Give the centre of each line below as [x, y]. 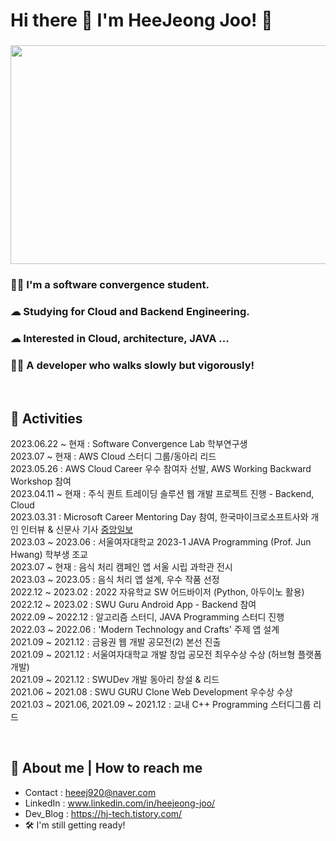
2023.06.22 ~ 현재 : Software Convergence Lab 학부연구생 [129, 443]
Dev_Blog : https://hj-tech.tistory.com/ [103, 813]
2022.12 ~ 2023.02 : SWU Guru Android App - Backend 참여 [133, 604]
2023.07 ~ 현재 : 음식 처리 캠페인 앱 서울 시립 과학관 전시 [121, 566]
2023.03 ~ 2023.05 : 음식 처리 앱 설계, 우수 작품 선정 [115, 579]
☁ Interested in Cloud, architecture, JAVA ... [120, 338]
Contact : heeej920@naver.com [90, 792]
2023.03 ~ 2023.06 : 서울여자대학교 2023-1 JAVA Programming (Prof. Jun [161, 541]
